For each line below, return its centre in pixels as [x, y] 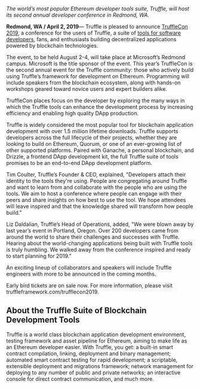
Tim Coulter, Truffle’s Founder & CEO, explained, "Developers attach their [96, 175]
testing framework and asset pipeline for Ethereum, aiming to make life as [97, 341]
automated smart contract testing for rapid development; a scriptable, [92, 360]
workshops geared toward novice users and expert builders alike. [87, 89]
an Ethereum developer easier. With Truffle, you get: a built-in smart [90, 347]
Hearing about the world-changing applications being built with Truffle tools [99, 243]
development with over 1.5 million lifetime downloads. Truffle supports [92, 131]
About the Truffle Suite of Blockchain [76, 311]
